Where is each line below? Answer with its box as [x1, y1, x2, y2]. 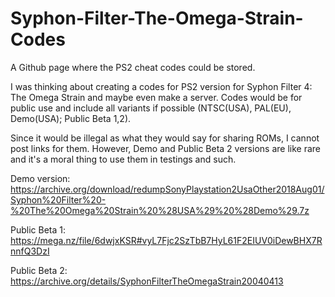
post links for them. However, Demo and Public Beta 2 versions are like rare [10, 142, 321, 154]
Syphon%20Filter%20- [10, 193, 107, 206]
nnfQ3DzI [10, 245, 50, 257]
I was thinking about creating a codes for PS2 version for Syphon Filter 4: [10, 80, 313, 92]
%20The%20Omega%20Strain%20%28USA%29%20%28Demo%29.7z [10, 204, 310, 216]
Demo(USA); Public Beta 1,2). [10, 112, 132, 124]
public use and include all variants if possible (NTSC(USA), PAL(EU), [10, 102, 292, 114]
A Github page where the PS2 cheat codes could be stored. [10, 61, 256, 73]
